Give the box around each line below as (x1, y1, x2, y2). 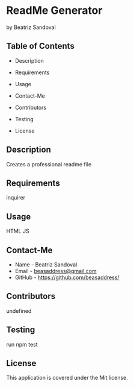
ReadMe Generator (6, 4, 103, 17)
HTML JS (6, 227, 29, 235)
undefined (6, 307, 32, 314)
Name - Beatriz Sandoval (14, 261, 78, 268)
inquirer (6, 194, 26, 201)
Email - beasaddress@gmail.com (14, 268, 97, 274)
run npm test (6, 341, 38, 348)
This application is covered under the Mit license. (6, 374, 128, 382)
